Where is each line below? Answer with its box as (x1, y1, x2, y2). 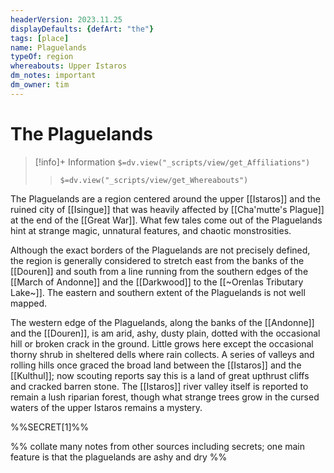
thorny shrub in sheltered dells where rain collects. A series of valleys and (10, 348, 315, 360)
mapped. (10, 297, 48, 309)
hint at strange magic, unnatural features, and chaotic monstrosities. (10, 224, 292, 236)
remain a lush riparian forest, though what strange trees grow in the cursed (10, 391, 320, 403)
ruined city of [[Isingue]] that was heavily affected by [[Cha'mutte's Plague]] (10, 203, 325, 215)
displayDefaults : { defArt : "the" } (10, 24, 155, 34)
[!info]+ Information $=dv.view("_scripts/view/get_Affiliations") (34, 156, 311, 168)
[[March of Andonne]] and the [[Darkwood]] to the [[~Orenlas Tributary (10, 276, 304, 288)
